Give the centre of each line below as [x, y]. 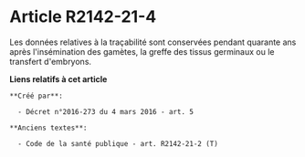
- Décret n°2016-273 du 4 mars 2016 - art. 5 [106, 111]
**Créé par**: [37, 96]
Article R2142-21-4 [83, 17]
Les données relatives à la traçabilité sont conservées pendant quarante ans [153, 42]
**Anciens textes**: [49, 128]
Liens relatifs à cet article [58, 78]
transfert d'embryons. [51, 61]
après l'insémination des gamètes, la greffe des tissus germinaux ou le [142, 51]
